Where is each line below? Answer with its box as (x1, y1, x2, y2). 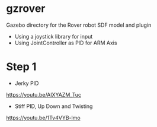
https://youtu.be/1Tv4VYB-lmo (6, 114, 81, 121)
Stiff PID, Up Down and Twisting (14, 103, 93, 110)
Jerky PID (14, 80, 39, 87)
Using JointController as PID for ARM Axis (14, 39, 117, 46)
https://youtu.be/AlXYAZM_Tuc (6, 91, 82, 98)
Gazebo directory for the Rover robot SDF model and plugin (6, 21, 152, 28)
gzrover (6, 2, 46, 15)
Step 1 (6, 60, 37, 74)
